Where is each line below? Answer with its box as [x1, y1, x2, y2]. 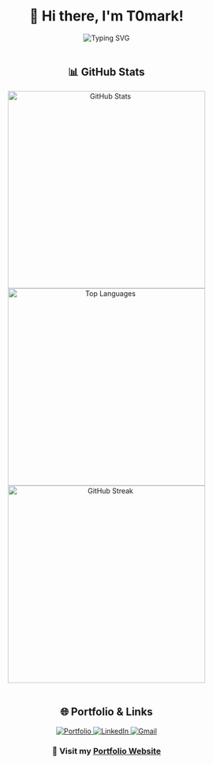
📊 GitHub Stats [68, 66, 145, 79]
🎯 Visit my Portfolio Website [51, 746, 162, 757]
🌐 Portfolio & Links [60, 706, 153, 719]
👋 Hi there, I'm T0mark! [28, 7, 185, 25]
